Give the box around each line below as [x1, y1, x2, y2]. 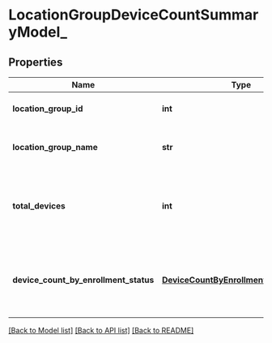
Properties [8, 55, 63, 69]
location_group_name [12, 142, 99, 152]
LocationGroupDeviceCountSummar [8, 6, 259, 24]
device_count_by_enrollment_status [12, 274, 155, 285]
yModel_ [8, 23, 67, 41]
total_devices [12, 200, 66, 212]
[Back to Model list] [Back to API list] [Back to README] [8, 326, 194, 335]
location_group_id [12, 103, 83, 114]
